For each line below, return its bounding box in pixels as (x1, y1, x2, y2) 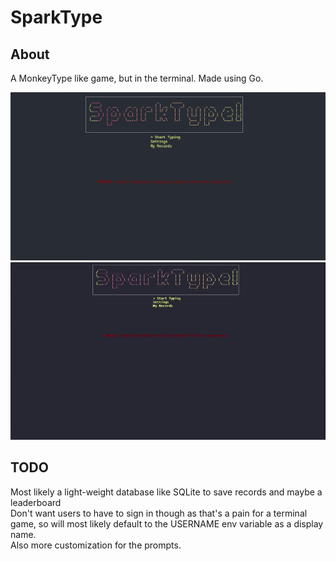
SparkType (10, 6, 103, 29)
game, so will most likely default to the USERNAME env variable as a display (10, 517, 324, 530)
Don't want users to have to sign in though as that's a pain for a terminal (10, 507, 308, 519)
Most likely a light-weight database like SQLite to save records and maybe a (10, 486, 323, 498)
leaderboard (10, 496, 62, 508)
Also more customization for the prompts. (10, 539, 182, 551)
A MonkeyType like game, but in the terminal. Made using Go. (10, 72, 264, 84)
